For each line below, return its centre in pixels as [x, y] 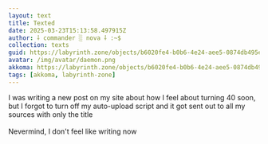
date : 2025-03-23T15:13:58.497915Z [67, 30]
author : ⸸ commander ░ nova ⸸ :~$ [65, 38]
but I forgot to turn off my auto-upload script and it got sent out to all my [127, 106]
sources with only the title [51, 114]
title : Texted [32, 23]
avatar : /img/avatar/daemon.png [62, 60]
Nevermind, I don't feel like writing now [73, 131]
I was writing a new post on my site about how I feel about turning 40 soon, [132, 97]
